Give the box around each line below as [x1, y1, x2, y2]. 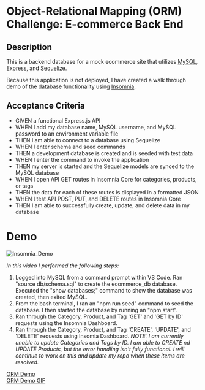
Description [6, 42, 52, 52]
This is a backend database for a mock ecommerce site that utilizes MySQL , [6, 58, 198, 65]
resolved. [15, 358, 39, 365]
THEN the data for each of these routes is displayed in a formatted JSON [15, 188, 199, 196]
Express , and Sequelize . [6, 64, 67, 72]
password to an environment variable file [15, 130, 119, 137]
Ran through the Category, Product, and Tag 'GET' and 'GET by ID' [15, 313, 184, 320]
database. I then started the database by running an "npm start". [15, 306, 178, 313]
